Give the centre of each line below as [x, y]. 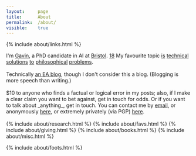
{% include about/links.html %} [44, 44]
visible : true [27, 28]
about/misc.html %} [30, 136]
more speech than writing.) [39, 81]
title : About [28, 17]
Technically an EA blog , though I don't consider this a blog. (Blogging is [92, 74]
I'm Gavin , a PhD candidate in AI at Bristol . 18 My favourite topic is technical [97, 56]
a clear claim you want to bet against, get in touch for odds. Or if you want [96, 99]
